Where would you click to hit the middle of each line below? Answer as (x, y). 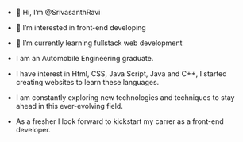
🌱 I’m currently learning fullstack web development (99, 43)
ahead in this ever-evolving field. (69, 106)
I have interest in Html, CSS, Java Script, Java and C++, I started (121, 74)
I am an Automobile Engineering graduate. (85, 58)
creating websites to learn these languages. (87, 82)
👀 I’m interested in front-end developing (81, 27)
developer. (33, 130)
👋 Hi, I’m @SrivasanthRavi (58, 12)
